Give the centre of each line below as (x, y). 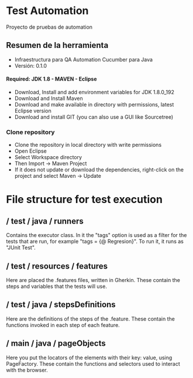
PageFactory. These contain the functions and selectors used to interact (93, 363)
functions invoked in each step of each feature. (63, 325)
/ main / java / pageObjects (56, 343)
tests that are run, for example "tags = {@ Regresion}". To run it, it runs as (95, 242)
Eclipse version (33, 111)
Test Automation (47, 11)
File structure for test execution (84, 200)
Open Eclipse (30, 151)
